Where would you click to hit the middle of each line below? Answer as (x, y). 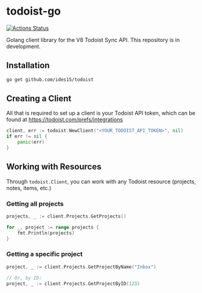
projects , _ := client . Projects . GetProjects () (66, 217)
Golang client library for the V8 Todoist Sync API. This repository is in (93, 40)
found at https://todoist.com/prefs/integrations (65, 119)
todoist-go (33, 11)
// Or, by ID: (24, 278)
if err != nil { (27, 136)
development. (23, 46)
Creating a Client (39, 99)
